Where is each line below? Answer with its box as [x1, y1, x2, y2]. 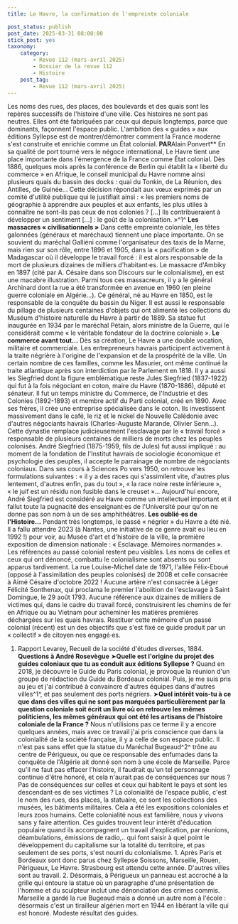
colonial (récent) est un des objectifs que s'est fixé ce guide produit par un [7, 623, 226, 632]
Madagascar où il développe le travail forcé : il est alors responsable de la [7, 253, 223, 262]
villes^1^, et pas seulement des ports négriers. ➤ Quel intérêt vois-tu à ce [17, 690, 232, 699]
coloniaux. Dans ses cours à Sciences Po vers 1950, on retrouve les [7, 465, 205, 473]
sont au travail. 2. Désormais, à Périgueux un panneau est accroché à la [17, 871, 229, 880]
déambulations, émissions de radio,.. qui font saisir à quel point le [17, 833, 210, 842]
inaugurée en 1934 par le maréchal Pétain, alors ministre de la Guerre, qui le [7, 321, 229, 330]
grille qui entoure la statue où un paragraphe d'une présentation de [17, 879, 215, 887]
